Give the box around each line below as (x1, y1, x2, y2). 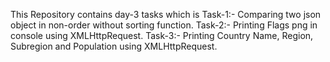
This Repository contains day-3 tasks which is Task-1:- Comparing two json (10, 9, 322, 20)
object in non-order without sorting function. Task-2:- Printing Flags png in (10, 19, 318, 31)
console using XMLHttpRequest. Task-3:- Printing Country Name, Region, (10, 30, 314, 41)
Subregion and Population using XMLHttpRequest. (10, 40, 218, 52)
